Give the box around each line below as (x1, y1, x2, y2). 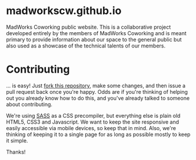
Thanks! (6, 148, 26, 155)
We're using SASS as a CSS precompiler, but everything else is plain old (6, 112, 181, 119)
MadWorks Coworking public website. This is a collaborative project (6, 23, 171, 30)
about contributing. (6, 101, 53, 108)
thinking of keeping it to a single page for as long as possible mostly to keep (6, 131, 191, 138)
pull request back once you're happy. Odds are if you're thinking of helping (6, 88, 188, 95)
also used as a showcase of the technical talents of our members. (6, 42, 166, 49)
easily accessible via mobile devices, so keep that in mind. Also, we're (6, 124, 177, 131)
